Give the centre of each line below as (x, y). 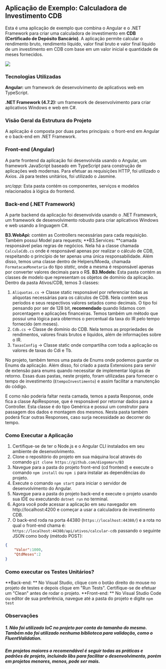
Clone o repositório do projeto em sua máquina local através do (77, 457)
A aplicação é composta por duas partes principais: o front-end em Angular (82, 131)
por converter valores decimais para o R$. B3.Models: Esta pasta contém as (83, 272)
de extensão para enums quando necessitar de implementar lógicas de (78, 371)
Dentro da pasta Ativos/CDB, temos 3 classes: (52, 283)
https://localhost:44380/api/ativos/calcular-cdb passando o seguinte (86, 531)
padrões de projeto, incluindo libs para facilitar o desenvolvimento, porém (83, 656)
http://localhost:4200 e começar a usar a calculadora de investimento (83, 510)
